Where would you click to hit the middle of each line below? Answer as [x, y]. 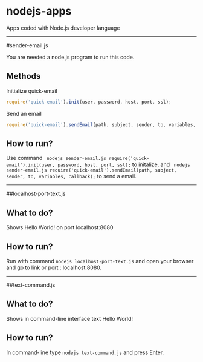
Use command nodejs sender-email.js [56, 158]
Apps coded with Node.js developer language [63, 28]
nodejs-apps [39, 11]
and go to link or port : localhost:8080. [54, 267]
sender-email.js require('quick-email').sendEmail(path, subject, [92, 170]
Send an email [24, 113]
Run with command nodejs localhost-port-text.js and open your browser [100, 261]
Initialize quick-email [32, 91]
